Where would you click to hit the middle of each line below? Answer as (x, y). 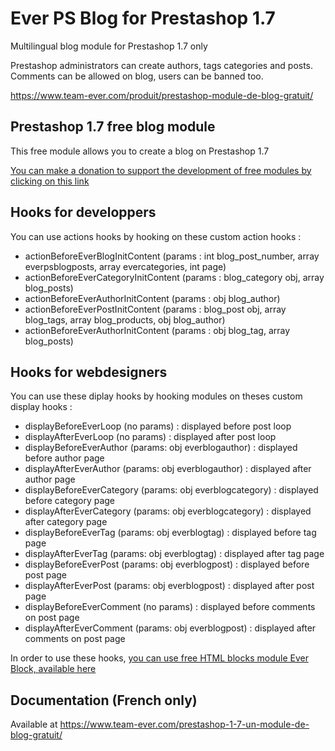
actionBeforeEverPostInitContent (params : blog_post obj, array (155, 309)
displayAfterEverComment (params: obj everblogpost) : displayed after (170, 628)
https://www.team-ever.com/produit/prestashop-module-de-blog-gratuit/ (162, 95)
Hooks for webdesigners (89, 372)
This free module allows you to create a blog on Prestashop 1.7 (140, 151)
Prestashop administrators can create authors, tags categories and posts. (162, 65)
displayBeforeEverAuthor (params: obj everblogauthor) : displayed (161, 448)
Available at (34, 724)
